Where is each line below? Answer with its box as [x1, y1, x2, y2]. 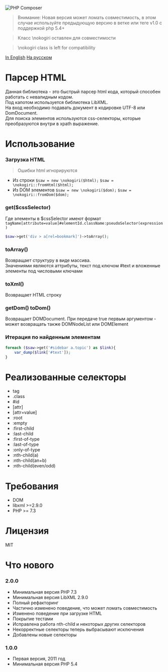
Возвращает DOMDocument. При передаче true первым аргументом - [5, 316, 156, 322]
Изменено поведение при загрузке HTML [12, 610, 102, 616]
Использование [5, 138, 75, 150]
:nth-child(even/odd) [12, 463, 56, 469]
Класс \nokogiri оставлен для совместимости [17, 35, 116, 41]
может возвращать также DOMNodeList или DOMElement [5, 321, 128, 327]
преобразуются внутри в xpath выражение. [5, 121, 99, 127]
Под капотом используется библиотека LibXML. [5, 99, 109, 105]
